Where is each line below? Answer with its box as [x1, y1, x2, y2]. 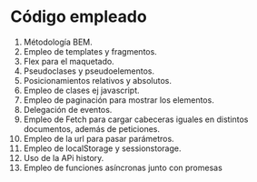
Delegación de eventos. [23, 104, 113, 115]
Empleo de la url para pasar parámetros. [23, 133, 175, 144]
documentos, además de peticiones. [23, 123, 160, 134]
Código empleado [10, 6, 148, 27]
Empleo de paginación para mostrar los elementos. [23, 94, 214, 106]
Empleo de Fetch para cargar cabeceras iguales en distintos [23, 114, 249, 125]
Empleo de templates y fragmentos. [23, 45, 157, 56]
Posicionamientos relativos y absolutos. [23, 75, 172, 86]
